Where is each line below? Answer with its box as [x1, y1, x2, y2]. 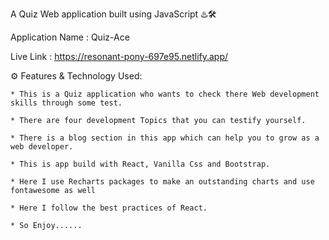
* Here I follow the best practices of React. [10, 203, 208, 213]
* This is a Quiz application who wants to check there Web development [10, 89, 320, 99]
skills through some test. [10, 98, 123, 108]
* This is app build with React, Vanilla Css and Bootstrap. [10, 159, 271, 169]
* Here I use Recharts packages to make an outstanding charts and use [10, 177, 315, 187]
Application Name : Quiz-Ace [10, 31, 130, 43]
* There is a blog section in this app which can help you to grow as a [10, 133, 320, 143]
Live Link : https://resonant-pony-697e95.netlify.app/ [10, 51, 229, 62]
